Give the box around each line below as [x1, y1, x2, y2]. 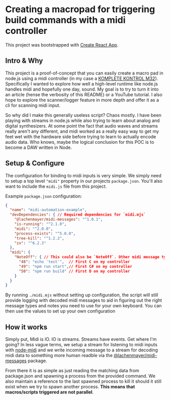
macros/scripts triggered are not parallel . [5, 389, 94, 395]
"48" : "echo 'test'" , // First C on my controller [18, 259, 130, 264]
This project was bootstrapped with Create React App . [5, 42, 119, 48]
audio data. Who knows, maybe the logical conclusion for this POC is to [5, 139, 154, 145]
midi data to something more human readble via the [5, 352, 113, 358]
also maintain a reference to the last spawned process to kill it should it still [5, 378, 162, 384]
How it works [5, 323, 48, 331]
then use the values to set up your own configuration [5, 308, 115, 314]
